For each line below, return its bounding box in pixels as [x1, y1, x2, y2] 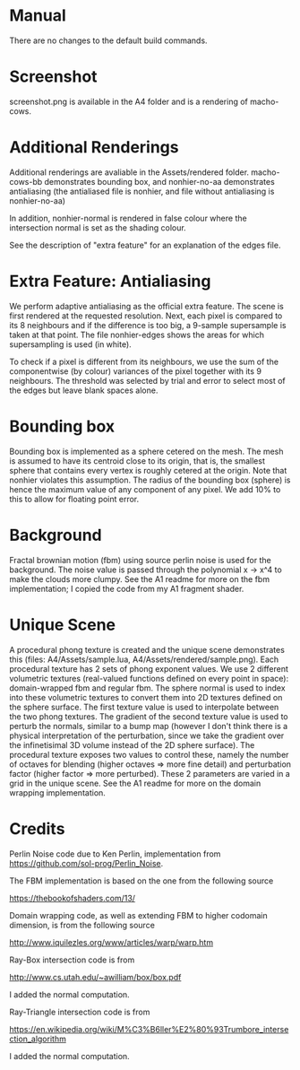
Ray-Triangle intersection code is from [9, 1006, 150, 1017]
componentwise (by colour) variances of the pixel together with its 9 [9, 365, 262, 377]
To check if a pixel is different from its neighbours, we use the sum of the [9, 356, 279, 367]
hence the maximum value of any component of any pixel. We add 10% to [9, 483, 281, 494]
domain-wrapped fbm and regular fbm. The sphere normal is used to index [9, 683, 286, 693]
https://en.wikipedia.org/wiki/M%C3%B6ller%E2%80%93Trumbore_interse [9, 1023, 289, 1034]
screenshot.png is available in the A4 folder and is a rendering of [9, 96, 249, 107]
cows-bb [9, 176, 43, 187]
